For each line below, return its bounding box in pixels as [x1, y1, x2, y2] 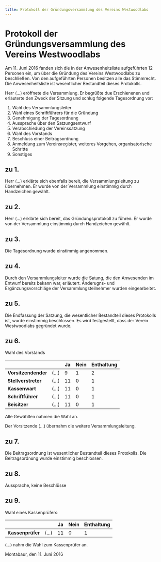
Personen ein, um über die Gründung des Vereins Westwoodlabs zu [5, 70, 141, 76]
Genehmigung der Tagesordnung [12, 115, 79, 121]
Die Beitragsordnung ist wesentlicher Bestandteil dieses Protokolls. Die [5, 450, 147, 456]
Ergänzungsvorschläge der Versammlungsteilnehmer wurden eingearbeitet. [5, 285, 157, 291]
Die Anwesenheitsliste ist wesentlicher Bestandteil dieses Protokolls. [5, 80, 142, 86]
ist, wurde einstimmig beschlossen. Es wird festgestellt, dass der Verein [5, 317, 149, 323]
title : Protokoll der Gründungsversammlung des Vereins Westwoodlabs [5, 7, 149, 12]
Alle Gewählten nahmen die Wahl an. [5, 414, 79, 420]
